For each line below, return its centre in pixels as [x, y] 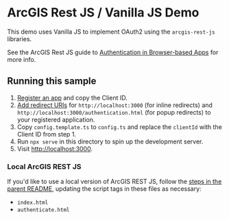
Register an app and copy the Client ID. [72, 97]
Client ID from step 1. [47, 134]
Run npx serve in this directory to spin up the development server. [110, 141]
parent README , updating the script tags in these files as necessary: [104, 189]
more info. [22, 59]
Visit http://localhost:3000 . [55, 148]
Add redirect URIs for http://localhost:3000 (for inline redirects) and [114, 105]
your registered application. [56, 119]
